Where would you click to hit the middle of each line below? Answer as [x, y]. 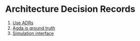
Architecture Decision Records [70, 9]
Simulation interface [33, 33]
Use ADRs [23, 23]
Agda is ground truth [34, 28]
